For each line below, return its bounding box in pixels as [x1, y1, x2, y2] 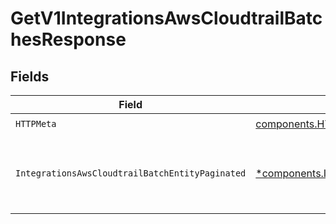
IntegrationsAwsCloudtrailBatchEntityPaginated [15, 168, 247, 179]
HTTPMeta [15, 118, 57, 129]
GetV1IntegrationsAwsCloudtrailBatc [10, 7, 323, 30]
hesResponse [10, 28, 127, 51]
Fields [10, 68, 50, 85]
